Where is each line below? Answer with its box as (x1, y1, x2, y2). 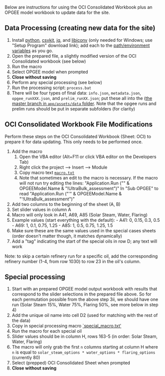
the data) (11, 318, 31, 324)
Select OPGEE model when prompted (11, 69, 88, 75)
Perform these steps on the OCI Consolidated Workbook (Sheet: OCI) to (4, 133, 152, 139)
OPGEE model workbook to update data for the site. (4, 9, 110, 15)
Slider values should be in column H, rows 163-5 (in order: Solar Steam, (11, 333, 158, 340)
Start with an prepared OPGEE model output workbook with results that (11, 286, 158, 292)
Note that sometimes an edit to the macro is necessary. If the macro (19, 175, 158, 181)
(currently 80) (11, 355, 41, 361)
